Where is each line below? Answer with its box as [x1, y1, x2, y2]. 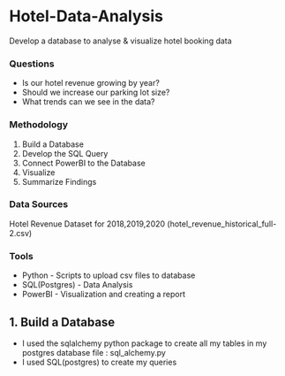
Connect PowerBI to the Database [21, 157, 146, 168]
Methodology [9, 119, 69, 131]
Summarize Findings [21, 176, 97, 187]
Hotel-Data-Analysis [9, 6, 163, 27]
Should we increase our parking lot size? [21, 87, 170, 98]
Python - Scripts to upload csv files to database [21, 270, 196, 280]
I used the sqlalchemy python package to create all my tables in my [21, 338, 267, 349]
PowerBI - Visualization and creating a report [21, 289, 186, 300]
